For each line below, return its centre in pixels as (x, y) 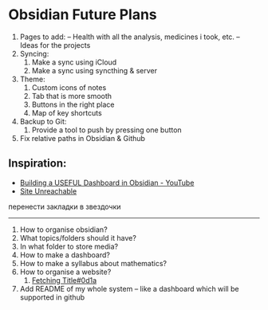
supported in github (52, 297)
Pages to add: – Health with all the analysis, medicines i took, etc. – (130, 37)
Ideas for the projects (55, 45)
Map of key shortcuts (67, 112)
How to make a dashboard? (65, 255)
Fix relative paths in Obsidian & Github (83, 138)
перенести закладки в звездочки (65, 206)
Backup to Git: (43, 121)
